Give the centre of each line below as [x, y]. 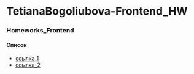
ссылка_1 [27, 59]
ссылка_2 [28, 65]
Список [17, 45]
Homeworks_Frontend [41, 31]
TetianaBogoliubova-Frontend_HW [97, 11]
